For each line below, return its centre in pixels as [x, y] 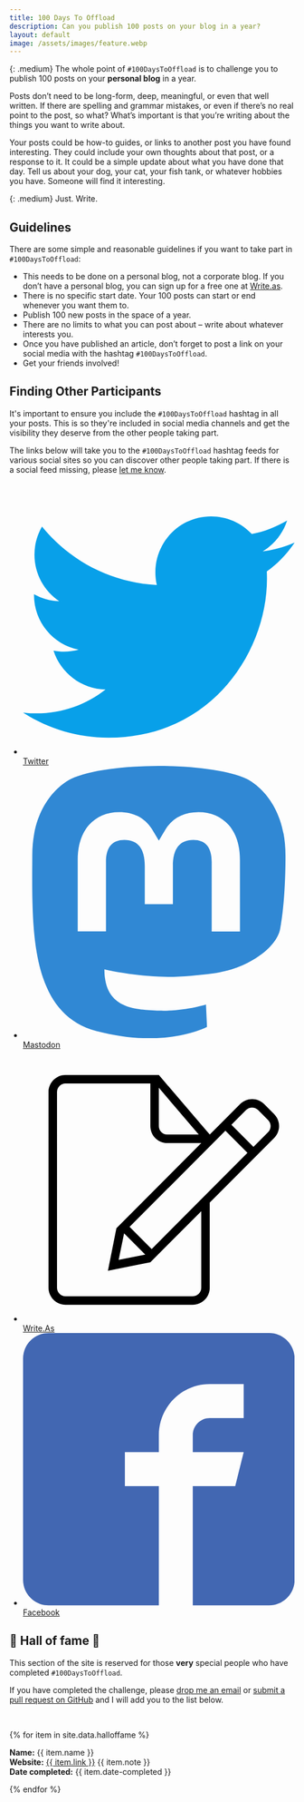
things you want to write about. [67, 125]
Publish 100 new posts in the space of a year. [107, 315]
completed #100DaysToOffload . [66, 1672]
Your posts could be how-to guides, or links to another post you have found [150, 142]
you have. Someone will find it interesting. [87, 181]
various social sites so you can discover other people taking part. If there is [149, 460]
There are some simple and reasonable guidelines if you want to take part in [151, 250]
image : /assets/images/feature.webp [78, 43]
